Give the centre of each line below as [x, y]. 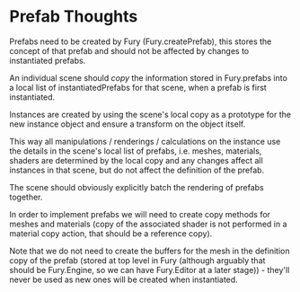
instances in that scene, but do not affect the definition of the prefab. [137, 170]
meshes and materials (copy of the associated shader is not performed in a [148, 224]
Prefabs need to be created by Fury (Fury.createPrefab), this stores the [141, 41]
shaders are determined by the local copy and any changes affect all [136, 160]
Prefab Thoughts [74, 17]
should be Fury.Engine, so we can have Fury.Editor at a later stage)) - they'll [150, 270]
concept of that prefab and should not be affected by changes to [129, 50]
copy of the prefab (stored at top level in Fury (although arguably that [137, 260]
